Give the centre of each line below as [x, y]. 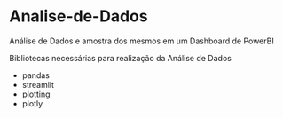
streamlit [38, 84]
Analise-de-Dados [79, 16]
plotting [36, 94]
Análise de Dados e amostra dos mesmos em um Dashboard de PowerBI [142, 41]
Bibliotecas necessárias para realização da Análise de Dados [121, 58]
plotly [32, 103]
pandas [36, 75]
